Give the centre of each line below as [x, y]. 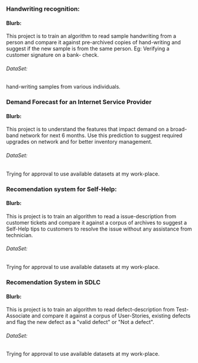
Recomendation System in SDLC [53, 282]
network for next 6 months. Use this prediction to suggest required [101, 135]
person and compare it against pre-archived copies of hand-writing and [94, 43]
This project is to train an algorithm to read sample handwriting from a [91, 36]
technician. [20, 235]
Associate [18, 316]
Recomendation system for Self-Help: [61, 189]
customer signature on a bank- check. [53, 55]
